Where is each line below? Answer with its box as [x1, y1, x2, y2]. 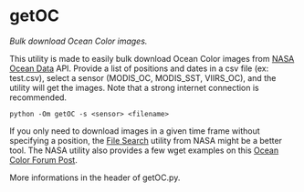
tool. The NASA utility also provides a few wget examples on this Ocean [9, 145, 279, 156]
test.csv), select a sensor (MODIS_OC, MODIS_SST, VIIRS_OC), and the [9, 72, 277, 83]
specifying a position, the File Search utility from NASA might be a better [9, 135, 283, 146]
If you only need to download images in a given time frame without [9, 125, 260, 136]
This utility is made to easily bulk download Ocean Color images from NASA [9, 53, 295, 64]
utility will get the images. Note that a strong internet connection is [9, 82, 259, 93]
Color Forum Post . [9, 154, 78, 165]
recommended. [9, 92, 67, 103]
